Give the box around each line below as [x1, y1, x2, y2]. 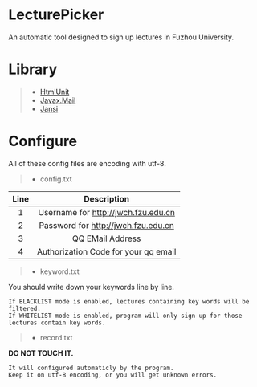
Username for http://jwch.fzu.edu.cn [38, 206, 175, 218]
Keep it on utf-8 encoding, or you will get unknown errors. [8, 371, 218, 379]
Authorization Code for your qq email [36, 246, 177, 257]
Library [8, 60, 58, 79]
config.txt [39, 174, 72, 184]
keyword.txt [39, 267, 80, 276]
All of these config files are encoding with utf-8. [8, 158, 166, 168]
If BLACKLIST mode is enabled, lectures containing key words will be [8, 297, 250, 306]
